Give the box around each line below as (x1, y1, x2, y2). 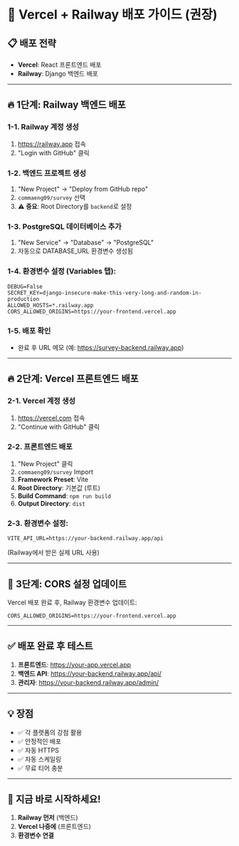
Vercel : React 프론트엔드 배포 (17, 61, 102, 68)
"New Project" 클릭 (17, 459, 73, 468)
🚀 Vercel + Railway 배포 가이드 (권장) (7, 6, 218, 23)
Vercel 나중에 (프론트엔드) (17, 822, 91, 831)
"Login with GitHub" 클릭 (17, 148, 90, 157)
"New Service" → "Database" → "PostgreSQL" (17, 238, 154, 247)
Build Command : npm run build (17, 491, 112, 500)
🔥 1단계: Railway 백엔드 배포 (7, 99, 127, 111)
